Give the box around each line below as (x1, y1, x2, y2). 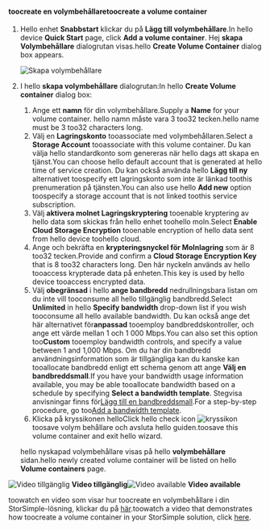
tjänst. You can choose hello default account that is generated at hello (31, 157, 263, 167)
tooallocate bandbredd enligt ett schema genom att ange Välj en (31, 363, 247, 373)
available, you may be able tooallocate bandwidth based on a (31, 380, 236, 390)
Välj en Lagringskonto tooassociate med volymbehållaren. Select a (31, 131, 253, 141)
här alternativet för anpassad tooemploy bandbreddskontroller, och (31, 319, 255, 330)
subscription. (31, 200, 77, 210)
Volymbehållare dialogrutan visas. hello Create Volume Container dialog (19, 41, 262, 52)
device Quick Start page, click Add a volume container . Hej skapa (19, 33, 243, 43)
